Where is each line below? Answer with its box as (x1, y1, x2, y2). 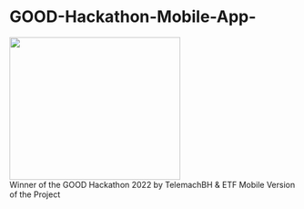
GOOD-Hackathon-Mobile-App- (9, 6, 257, 27)
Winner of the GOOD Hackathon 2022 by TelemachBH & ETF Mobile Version (9, 179, 296, 190)
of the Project (9, 189, 61, 200)
